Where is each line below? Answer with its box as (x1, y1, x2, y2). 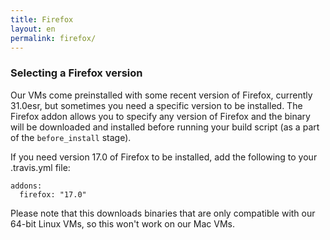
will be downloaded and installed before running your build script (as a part (10, 121, 320, 133)
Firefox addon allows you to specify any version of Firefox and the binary (10, 110, 311, 122)
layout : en (10, 24, 56, 34)
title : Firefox (10, 14, 74, 25)
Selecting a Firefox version (10, 66, 143, 80)
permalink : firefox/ (10, 33, 97, 43)
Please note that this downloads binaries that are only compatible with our (10, 207, 316, 219)
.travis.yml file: (10, 161, 71, 173)
